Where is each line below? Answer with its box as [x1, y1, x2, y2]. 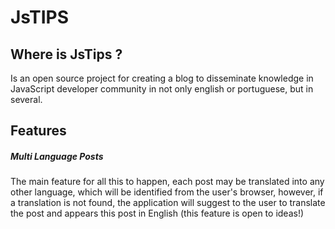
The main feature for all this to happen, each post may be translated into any [10, 176, 325, 188]
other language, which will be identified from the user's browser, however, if [10, 186, 324, 198]
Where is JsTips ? [10, 46, 123, 63]
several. [10, 94, 43, 105]
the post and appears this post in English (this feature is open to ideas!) [10, 207, 305, 220]
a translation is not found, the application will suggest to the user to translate [10, 197, 326, 209]
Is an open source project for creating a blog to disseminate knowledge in [10, 72, 314, 84]
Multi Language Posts [10, 150, 104, 162]
